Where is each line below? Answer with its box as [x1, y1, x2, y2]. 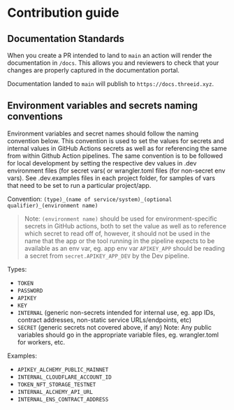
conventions [7, 110, 63, 123]
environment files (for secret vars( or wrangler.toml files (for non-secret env [7, 166, 226, 175]
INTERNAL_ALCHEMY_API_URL [17, 388, 93, 395]
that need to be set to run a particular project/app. [7, 181, 152, 189]
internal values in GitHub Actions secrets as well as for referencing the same [7, 144, 227, 152]
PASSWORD [17, 287, 43, 294]
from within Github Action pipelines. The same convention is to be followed [7, 152, 224, 160]
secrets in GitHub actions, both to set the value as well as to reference [24, 221, 227, 230]
